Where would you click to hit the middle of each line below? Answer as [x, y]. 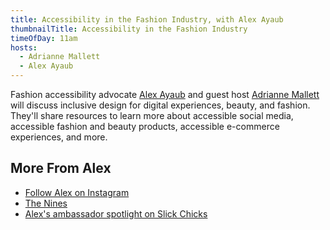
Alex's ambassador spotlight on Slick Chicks [116, 213]
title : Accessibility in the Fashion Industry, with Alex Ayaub [147, 19]
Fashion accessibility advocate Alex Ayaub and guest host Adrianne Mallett [165, 94]
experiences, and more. [59, 137]
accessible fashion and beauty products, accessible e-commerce [145, 126]
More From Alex [61, 168]
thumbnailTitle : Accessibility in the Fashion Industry [129, 29]
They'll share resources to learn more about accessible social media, [152, 115]
